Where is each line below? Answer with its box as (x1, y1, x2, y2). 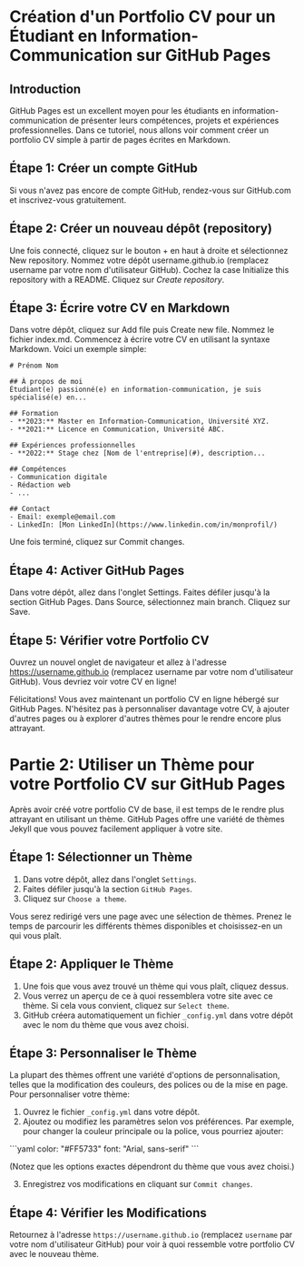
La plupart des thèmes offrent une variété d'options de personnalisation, (9, 1070, 280, 1081)
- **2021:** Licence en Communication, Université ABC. (9, 425, 225, 434)
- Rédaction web (9, 480, 71, 490)
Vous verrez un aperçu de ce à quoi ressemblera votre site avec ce (22, 990, 274, 1001)
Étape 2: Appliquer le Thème (9, 957, 174, 972)
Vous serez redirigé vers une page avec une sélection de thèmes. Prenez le (9, 910, 292, 921)
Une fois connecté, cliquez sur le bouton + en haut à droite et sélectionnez (9, 245, 289, 256)
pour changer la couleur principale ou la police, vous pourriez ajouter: (22, 1126, 284, 1137)
